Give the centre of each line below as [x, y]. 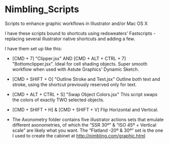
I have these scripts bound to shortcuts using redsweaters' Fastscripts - [80, 33]
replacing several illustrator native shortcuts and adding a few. [70, 39]
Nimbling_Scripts [42, 9]
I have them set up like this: [33, 48]
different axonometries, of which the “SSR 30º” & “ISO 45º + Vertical [84, 125]
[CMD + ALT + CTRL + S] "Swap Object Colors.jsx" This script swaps [85, 94]
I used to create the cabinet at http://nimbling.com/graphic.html [79, 135]
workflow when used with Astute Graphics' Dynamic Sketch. [76, 69]
